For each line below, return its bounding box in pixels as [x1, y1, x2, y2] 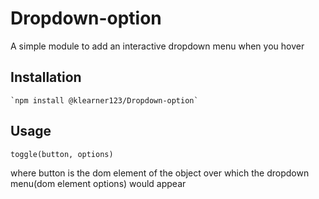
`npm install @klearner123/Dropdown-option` [10, 95, 199, 106]
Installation [10, 69, 82, 86]
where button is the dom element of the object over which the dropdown [10, 167, 310, 179]
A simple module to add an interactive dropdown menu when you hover [10, 40, 305, 52]
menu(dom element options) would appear [10, 177, 187, 189]
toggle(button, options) [10, 149, 114, 159]
